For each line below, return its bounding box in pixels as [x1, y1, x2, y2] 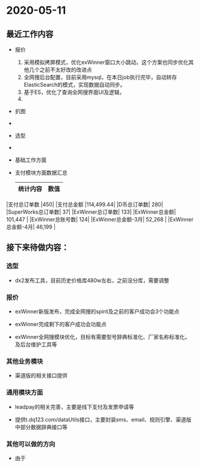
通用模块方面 [6, 389, 44, 397]
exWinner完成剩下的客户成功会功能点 [14, 320, 107, 327]
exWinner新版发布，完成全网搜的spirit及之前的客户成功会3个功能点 [14, 308, 180, 315]
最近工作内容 [6, 29, 54, 39]
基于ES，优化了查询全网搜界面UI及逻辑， [23, 89, 125, 96]
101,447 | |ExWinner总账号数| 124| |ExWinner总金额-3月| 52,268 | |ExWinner [6, 216, 194, 223]
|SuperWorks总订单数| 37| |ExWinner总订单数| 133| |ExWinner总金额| [6, 208, 176, 216]
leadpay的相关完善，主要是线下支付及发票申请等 [14, 403, 134, 410]
